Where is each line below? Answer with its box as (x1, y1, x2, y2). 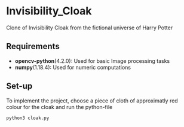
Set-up (6, 81, 33, 91)
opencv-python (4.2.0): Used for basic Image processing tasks (14, 57, 170, 64)
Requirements (6, 41, 60, 52)
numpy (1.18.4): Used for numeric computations (14, 63, 131, 71)
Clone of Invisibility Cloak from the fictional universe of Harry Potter (6, 24, 173, 31)
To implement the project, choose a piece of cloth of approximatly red (6, 97, 178, 104)
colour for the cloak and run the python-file (6, 103, 113, 110)
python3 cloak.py (6, 115, 50, 121)
